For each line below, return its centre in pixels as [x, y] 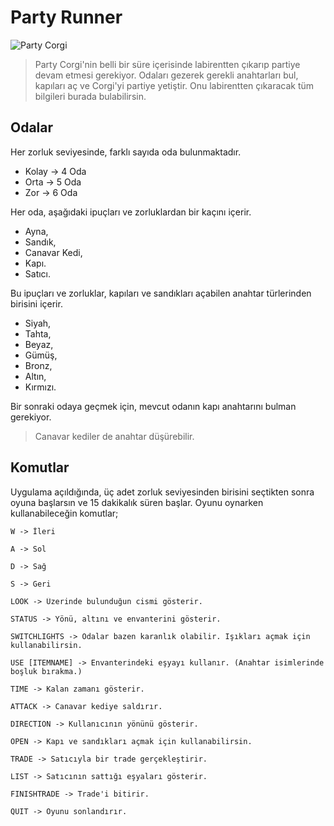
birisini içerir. [36, 303]
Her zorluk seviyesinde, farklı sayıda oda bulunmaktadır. [126, 152]
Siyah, [38, 323]
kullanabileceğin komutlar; [64, 513]
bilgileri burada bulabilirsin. [90, 96]
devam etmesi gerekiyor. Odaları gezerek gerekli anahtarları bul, [166, 75]
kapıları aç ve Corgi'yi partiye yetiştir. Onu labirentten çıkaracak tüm [174, 85]
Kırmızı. [40, 387]
